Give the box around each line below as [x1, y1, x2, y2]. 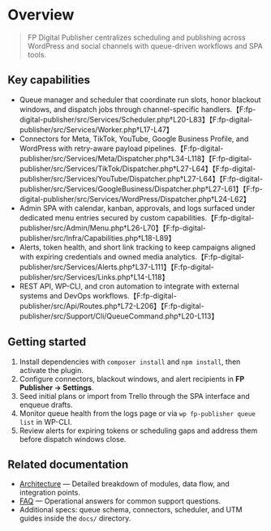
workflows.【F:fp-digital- [92, 290, 177, 301]
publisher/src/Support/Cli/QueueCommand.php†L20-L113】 [19, 310, 219, 321]
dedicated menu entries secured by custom [19, 212, 166, 222]
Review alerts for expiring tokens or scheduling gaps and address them [19, 426, 258, 435]
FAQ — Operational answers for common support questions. [19, 496, 222, 506]
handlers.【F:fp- [200, 104, 256, 114]
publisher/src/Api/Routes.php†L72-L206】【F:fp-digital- [19, 301, 204, 310]
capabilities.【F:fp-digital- [166, 212, 255, 222]
